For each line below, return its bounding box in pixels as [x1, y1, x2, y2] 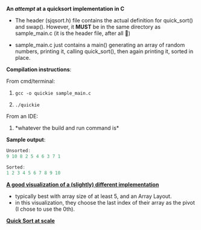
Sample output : [6, 136, 46, 143]
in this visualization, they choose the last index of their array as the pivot [14, 199, 195, 206]
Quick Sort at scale [6, 217, 56, 224]
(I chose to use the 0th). [14, 205, 75, 212]
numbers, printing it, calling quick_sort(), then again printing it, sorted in [14, 48, 194, 55]
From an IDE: [6, 113, 38, 120]
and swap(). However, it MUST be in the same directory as [14, 24, 161, 30]
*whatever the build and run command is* [14, 124, 120, 132]
